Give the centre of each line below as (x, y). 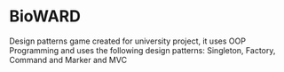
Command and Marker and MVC (68, 60)
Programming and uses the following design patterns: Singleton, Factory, (142, 50)
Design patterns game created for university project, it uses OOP (128, 41)
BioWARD (45, 16)
